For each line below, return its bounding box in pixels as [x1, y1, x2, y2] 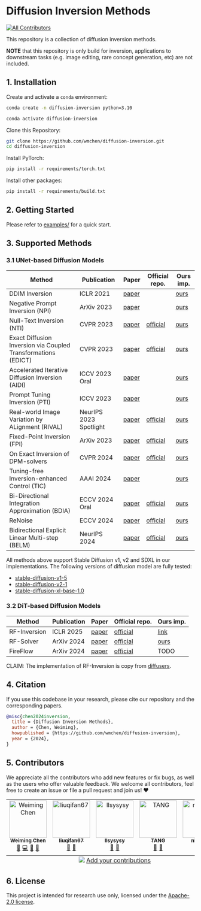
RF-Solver [9, 637, 39, 645]
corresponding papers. [6, 702, 63, 709]
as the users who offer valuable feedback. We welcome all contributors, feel [6, 780, 194, 787]
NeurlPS [80, 529, 103, 538]
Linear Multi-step [9, 533, 59, 541]
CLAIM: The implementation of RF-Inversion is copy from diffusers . [6, 662, 172, 669]
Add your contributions [86, 856, 151, 864]
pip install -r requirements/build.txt [6, 189, 106, 195]
